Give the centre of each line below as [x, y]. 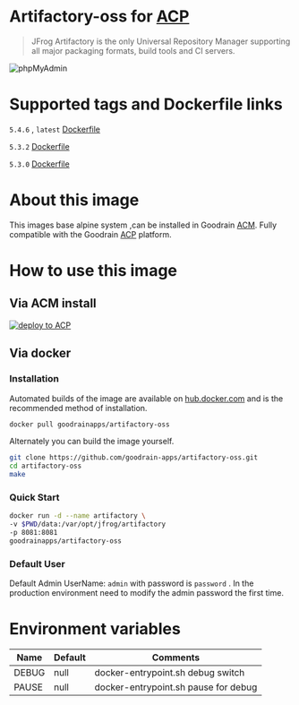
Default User [37, 563]
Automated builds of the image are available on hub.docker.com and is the [146, 398]
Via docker [40, 353]
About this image [74, 200]
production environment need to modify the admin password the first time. [147, 593]
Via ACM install [53, 303]
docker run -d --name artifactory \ [77, 516]
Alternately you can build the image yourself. [92, 442]
